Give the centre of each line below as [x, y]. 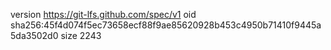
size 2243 [81, 35]
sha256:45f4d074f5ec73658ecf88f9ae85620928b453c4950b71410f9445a [166, 25]
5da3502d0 [34, 35]
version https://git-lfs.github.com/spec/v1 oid [103, 14]
